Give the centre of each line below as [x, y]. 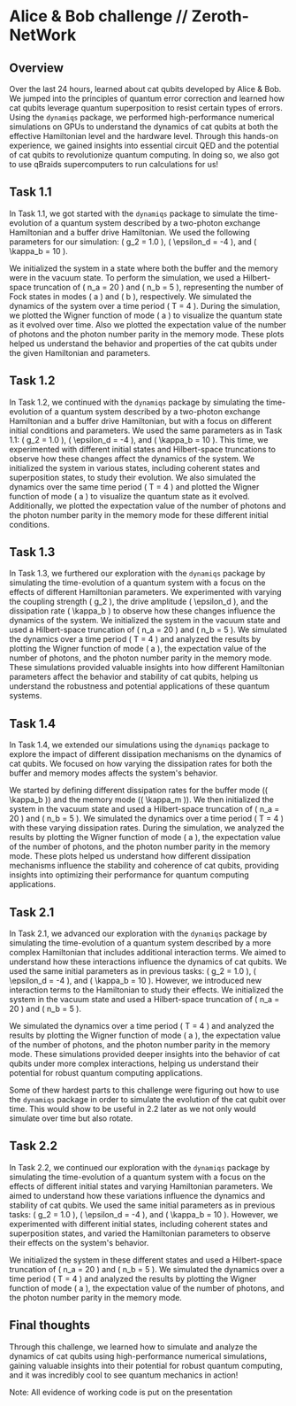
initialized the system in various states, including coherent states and [135, 467]
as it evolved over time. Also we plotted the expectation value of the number [148, 324]
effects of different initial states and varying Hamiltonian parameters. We [141, 1186]
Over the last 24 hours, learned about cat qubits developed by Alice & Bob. [145, 89]
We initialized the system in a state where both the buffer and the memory [144, 268]
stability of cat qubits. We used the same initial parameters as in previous [142, 1205]
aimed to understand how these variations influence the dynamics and [137, 1195]
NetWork [43, 35]
